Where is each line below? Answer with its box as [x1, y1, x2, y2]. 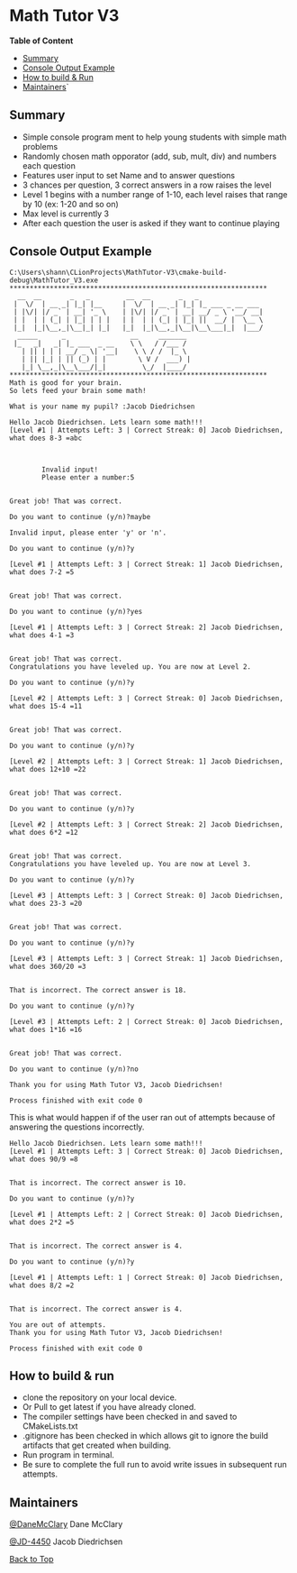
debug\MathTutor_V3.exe [9, 276, 99, 285]
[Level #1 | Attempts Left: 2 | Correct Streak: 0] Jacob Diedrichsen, [9, 1210, 283, 1219]
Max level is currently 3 [22, 208, 110, 219]
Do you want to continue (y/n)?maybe [9, 512, 151, 521]
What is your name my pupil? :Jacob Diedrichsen [9, 402, 195, 411]
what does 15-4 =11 [9, 701, 83, 710]
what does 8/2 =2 [9, 1281, 75, 1290]
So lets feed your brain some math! [9, 386, 147, 395]
